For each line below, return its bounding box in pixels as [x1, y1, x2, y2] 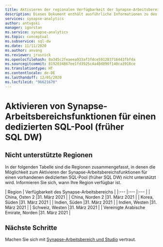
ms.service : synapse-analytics [5, 30, 68, 35]
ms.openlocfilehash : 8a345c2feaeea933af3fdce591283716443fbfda [5, 57, 136, 62]
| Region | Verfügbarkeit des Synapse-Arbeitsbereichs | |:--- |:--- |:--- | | [5, 189, 150, 195]
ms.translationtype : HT [5, 66, 53, 71]
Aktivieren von [5, 100, 65, 112]
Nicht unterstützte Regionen [5, 151, 93, 159]
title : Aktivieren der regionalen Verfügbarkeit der [5, 7, 114, 12]
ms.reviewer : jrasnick [5, 52, 51, 57]
